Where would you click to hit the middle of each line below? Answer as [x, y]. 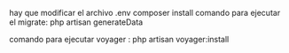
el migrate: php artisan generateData [76, 22]
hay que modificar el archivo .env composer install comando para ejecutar [145, 13]
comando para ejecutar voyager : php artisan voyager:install [119, 39]
